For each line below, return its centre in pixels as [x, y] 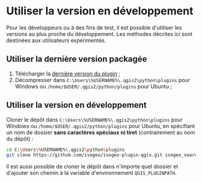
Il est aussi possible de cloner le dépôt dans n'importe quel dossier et [92, 166]
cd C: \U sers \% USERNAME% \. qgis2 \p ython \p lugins [66, 150]
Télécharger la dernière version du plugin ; [67, 74]
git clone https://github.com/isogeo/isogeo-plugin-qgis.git [84, 155]
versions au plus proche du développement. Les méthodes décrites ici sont [99, 34]
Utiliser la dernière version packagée [77, 59]
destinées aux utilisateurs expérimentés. [56, 40]
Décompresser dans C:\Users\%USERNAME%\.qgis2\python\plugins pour [103, 80]
